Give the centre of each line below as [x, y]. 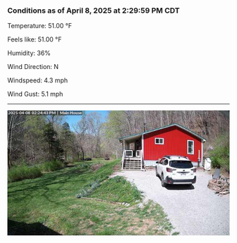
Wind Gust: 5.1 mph [35, 94]
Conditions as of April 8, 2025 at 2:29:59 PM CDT [93, 11]
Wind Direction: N [33, 67]
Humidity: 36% [29, 53]
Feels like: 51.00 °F [35, 39]
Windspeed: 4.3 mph [38, 80]
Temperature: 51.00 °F [40, 26]
